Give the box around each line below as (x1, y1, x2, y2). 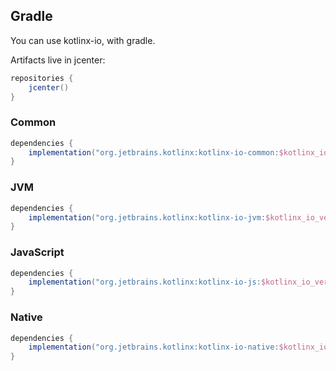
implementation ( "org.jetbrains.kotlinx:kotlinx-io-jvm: (28, 212, 267, 223)
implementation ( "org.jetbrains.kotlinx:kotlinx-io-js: (28, 277, 262, 288)
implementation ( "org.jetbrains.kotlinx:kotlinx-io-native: (28, 342, 280, 353)
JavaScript (10, 245, 65, 259)
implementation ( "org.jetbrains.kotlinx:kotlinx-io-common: (28, 147, 280, 158)
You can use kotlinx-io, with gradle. (10, 34, 156, 46)
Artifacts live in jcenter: (10, 54, 106, 66)
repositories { (10, 73, 74, 83)
